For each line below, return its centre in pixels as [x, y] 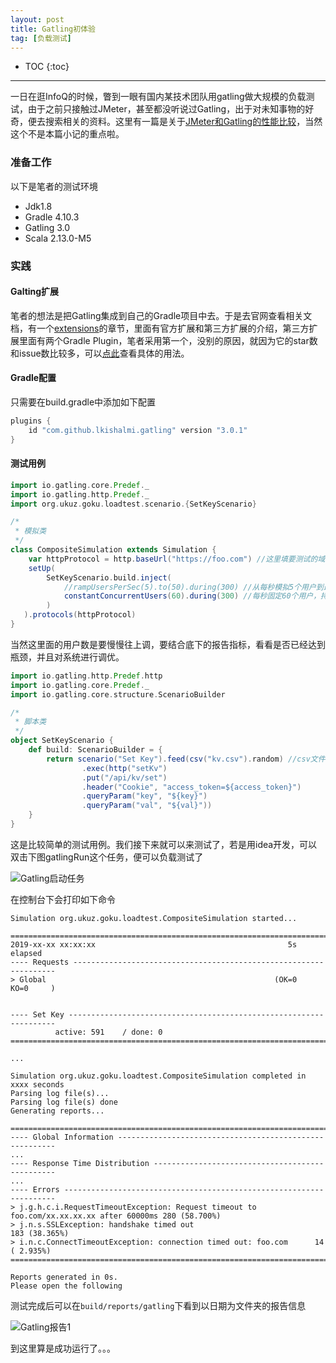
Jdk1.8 [38, 206]
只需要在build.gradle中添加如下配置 [83, 402]
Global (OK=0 [158, 979]
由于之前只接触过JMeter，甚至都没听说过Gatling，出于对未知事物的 [166, 109]
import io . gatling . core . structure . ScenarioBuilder [118, 694]
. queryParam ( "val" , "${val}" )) [147, 806]
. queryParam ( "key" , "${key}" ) [144, 796]
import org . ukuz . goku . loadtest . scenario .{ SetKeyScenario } [133, 504]
